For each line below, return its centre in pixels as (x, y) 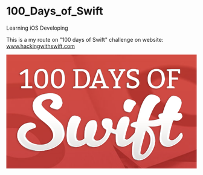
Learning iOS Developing (37, 28)
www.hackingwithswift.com (41, 46)
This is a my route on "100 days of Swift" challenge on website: (85, 39)
